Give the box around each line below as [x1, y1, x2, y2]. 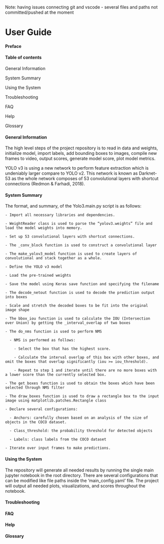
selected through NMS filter [5, 385, 65, 390]
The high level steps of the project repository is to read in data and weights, [5, 145, 158, 151]
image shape [5, 308, 29, 313]
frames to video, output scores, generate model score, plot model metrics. [5, 155, 156, 162]
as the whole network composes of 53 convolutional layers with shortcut [11, 176, 159, 181]
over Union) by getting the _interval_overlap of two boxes [5, 321, 131, 326]
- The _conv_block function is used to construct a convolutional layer [5, 243, 157, 248]
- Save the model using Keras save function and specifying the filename [5, 282, 160, 287]
